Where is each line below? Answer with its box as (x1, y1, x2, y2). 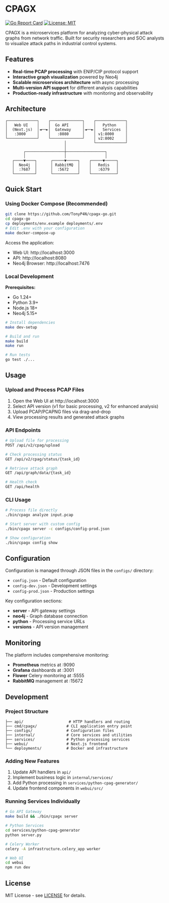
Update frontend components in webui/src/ (12, 785, 104, 791)
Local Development (5, 273, 54, 280)
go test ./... (5, 357, 35, 362)
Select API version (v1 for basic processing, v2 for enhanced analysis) (12, 403, 158, 409)
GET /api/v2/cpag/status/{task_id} (5, 457, 80, 462)
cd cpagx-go (5, 216, 30, 222)
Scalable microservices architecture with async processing (12, 79, 139, 85)
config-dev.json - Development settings (12, 583, 97, 589)
